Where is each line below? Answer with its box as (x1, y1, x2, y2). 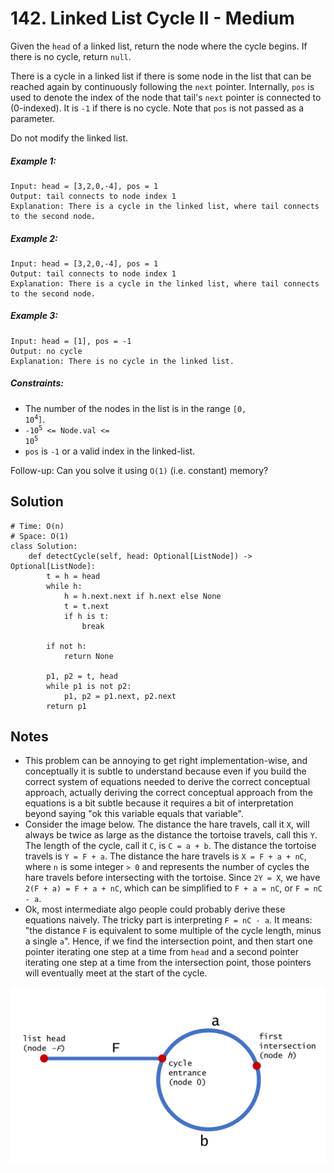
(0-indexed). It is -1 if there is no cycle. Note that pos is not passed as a (10, 102, 305, 114)
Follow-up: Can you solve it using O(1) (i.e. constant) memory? (10, 464, 269, 476)
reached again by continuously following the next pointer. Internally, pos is (10, 80, 315, 92)
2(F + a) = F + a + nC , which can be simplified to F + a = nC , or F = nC (24, 882, 323, 894)
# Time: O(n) (10, 521, 65, 531)
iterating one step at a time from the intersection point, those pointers (24, 957, 312, 969)
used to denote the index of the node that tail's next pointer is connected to (10, 91, 322, 103)
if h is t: (63, 611, 110, 621)
